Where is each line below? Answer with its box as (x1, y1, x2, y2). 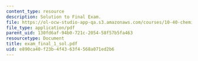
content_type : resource (6, 8, 65, 15)
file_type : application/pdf (6, 24, 75, 31)
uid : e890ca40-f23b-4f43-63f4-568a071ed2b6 (6, 46, 115, 52)
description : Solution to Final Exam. (6, 14, 101, 20)
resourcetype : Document (6, 35, 65, 41)
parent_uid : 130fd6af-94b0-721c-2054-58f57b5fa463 (6, 30, 133, 36)
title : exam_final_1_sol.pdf (6, 41, 78, 47)
